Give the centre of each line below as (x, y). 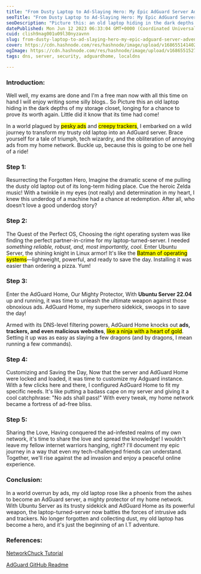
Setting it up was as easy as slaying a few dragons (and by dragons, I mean (99, 337)
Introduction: (26, 83)
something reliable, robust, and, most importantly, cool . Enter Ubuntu (92, 246)
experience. (21, 465)
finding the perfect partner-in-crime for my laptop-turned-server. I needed (98, 240)
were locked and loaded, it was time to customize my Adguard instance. (95, 379)
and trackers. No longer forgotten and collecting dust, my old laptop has (95, 518)
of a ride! (17, 151)
